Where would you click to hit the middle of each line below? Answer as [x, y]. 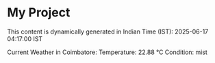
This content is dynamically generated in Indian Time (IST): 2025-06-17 [108, 32]
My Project [39, 13]
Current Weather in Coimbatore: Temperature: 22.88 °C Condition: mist [107, 52]
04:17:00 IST [25, 38]
